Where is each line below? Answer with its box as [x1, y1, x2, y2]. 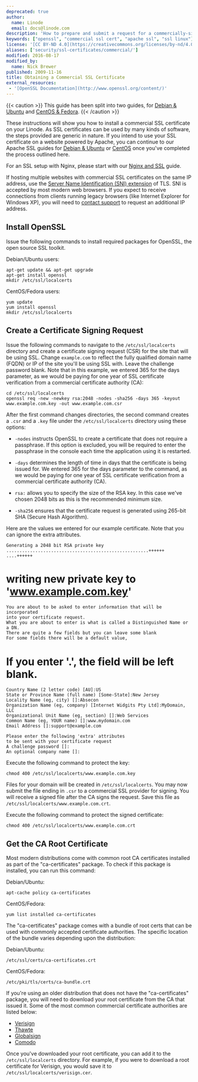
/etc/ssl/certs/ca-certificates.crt [6, 957, 96, 963]
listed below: [6, 1008, 37, 1016]
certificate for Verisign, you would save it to [6, 1063, 112, 1070]
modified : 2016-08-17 [6, 53, 60, 58]
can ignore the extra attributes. [6, 531, 81, 538]
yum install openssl [6, 304, 57, 310]
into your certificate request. [6, 615, 85, 621]
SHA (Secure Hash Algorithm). [14, 513, 89, 520]
